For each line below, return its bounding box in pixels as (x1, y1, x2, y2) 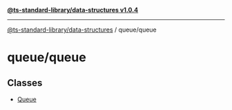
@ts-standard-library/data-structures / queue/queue (7, 25, 157, 34)
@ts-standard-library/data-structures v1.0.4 (7, 6, 139, 14)
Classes (7, 77, 43, 89)
